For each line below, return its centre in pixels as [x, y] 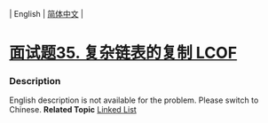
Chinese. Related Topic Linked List [73, 110]
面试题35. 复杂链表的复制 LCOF [123, 53]
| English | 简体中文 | [47, 14]
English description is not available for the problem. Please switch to [134, 100]
